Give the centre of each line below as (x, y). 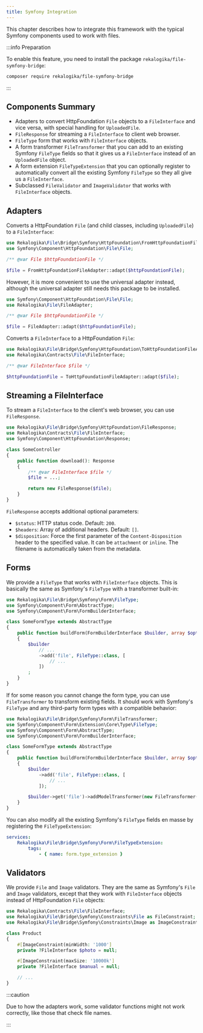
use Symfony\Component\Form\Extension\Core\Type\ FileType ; (82, 724)
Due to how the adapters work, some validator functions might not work (96, 1006)
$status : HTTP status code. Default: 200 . (65, 523)
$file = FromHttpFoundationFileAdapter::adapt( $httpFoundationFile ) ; (96, 270)
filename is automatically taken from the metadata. (78, 548)
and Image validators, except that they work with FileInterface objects (94, 894)
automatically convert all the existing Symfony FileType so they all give (103, 173)
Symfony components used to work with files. (63, 35)
